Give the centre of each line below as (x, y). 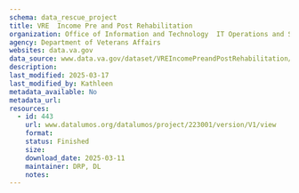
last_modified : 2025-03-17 (59, 76)
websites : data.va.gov (51, 51)
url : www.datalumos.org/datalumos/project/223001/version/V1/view (151, 125)
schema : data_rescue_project (63, 17)
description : (33, 68)
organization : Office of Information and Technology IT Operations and (147, 34)
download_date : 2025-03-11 (75, 158)
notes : (37, 174)
